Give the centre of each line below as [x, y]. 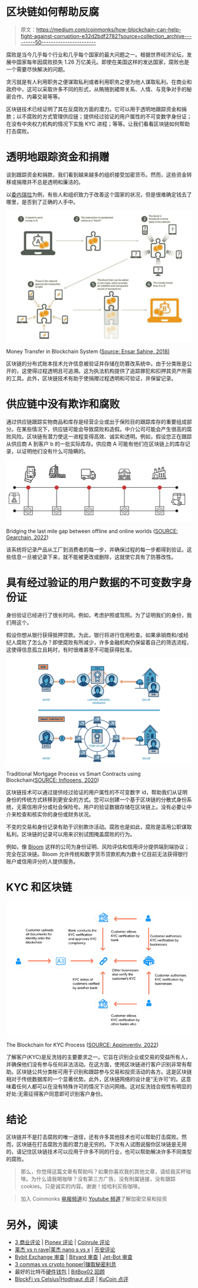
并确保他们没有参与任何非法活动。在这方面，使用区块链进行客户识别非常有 [96, 1064]
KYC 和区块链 [39, 888]
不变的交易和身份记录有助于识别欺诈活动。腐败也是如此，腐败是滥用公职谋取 [99, 827]
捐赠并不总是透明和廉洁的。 [50, 182]
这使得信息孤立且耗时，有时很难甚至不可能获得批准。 [71, 649]
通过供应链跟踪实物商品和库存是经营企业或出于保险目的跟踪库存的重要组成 [96, 422]
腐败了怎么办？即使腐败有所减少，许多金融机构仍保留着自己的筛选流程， [104, 642]
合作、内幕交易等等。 [37, 96]
